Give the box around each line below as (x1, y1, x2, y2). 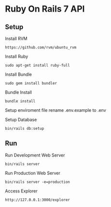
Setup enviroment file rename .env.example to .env (5, 107, 106, 113)
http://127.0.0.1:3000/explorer (5, 197, 70, 202)
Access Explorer (5, 188, 38, 194)
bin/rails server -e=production (5, 179, 70, 184)
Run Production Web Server (5, 170, 60, 176)
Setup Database (5, 117, 37, 122)
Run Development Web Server (5, 152, 65, 158)
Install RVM (5, 35, 28, 41)
